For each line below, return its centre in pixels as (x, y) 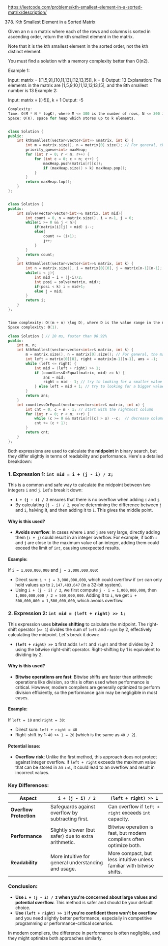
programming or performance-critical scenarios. (64, 923)
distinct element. (25, 51)
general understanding (77, 862)
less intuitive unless (131, 859)
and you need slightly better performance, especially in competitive (84, 918)
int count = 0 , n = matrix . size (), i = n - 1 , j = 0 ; (80, 218)
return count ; (40, 255)
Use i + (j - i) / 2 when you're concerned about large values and (86, 897)
